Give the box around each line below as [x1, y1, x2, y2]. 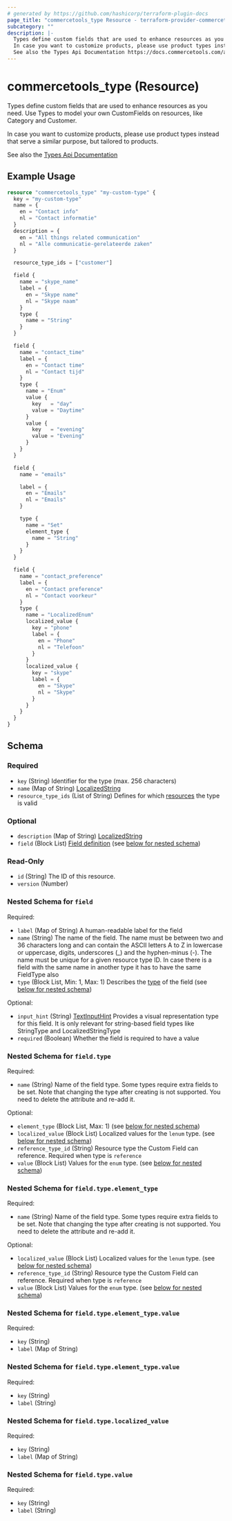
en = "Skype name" [25, 291, 79, 298]
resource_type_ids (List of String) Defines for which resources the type [17, 791, 220, 800]
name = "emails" [19, 471, 67, 478]
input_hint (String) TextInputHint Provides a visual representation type [17, 1012, 219, 1020]
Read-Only [7, 856, 45, 866]
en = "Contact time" [25, 362, 85, 369]
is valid [17, 798, 38, 807]
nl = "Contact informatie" [19, 215, 97, 222]
